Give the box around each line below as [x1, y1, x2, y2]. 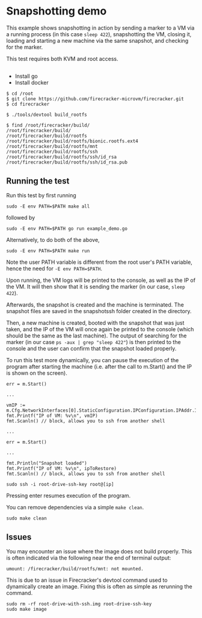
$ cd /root [6, 91, 34, 97]
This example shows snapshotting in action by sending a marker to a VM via [6, 24, 195, 31]
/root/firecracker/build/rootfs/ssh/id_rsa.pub [6, 159, 128, 165]
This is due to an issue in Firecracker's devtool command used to [6, 576, 168, 584]
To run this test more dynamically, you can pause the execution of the [6, 357, 179, 364]
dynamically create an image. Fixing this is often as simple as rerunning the [6, 582, 192, 590]
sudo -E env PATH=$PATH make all [6, 203, 90, 209]
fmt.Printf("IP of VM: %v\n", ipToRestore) [6, 466, 117, 472]
